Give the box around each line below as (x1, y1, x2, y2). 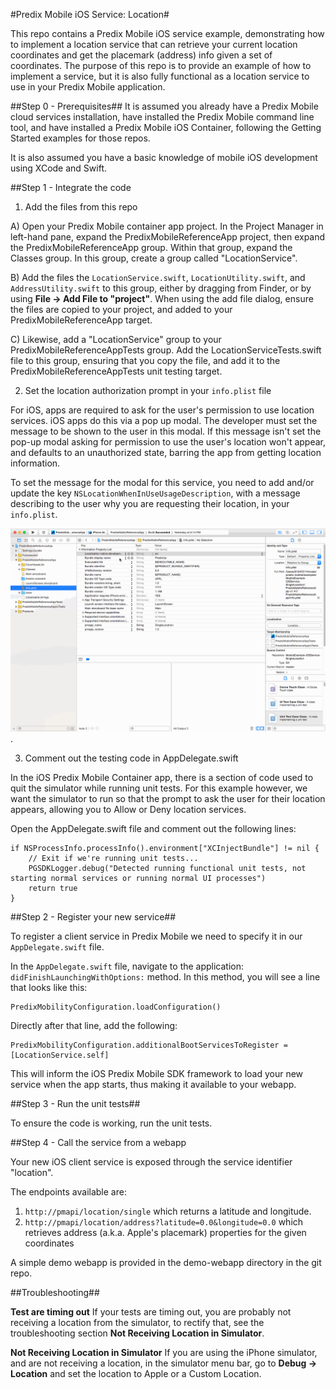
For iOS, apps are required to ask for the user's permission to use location (10, 404, 315, 416)
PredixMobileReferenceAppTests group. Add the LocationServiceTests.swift (10, 344, 322, 356)
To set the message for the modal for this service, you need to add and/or (10, 477, 315, 488)
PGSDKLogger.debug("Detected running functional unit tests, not (28, 863, 307, 873)
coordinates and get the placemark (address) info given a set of (10, 49, 273, 61)
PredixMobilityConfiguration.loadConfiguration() (10, 1002, 222, 1012)
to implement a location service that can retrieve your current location (10, 39, 298, 50)
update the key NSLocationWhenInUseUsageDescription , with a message (10, 487, 301, 499)
